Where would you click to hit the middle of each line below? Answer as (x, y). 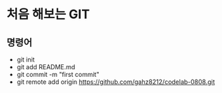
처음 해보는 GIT (48, 14)
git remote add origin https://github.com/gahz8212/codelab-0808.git (116, 82)
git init (26, 59)
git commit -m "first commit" (58, 74)
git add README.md (46, 67)
